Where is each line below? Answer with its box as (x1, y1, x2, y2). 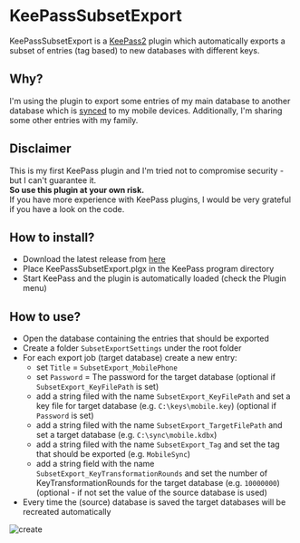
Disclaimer (9, 141, 72, 157)
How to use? (9, 309, 82, 325)
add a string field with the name (35, 459, 155, 470)
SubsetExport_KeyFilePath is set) (35, 382, 160, 393)
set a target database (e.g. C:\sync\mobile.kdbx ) (35, 430, 218, 441)
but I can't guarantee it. (9, 174, 97, 186)
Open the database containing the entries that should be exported (22, 333, 269, 344)
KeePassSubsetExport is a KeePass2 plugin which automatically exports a (9, 35, 285, 46)
